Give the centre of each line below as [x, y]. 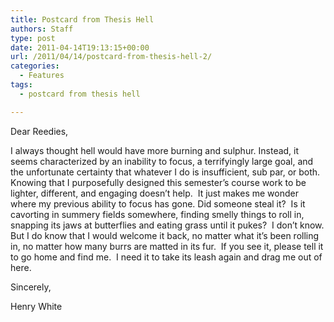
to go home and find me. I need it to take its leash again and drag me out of [166, 257]
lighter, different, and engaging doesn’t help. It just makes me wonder [154, 193]
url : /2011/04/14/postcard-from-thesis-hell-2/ [111, 57]
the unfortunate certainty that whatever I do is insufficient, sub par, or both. [165, 172]
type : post [33, 38]
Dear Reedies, [39, 131]
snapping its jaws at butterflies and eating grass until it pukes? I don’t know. [167, 225]
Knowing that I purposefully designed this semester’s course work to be [158, 182]
